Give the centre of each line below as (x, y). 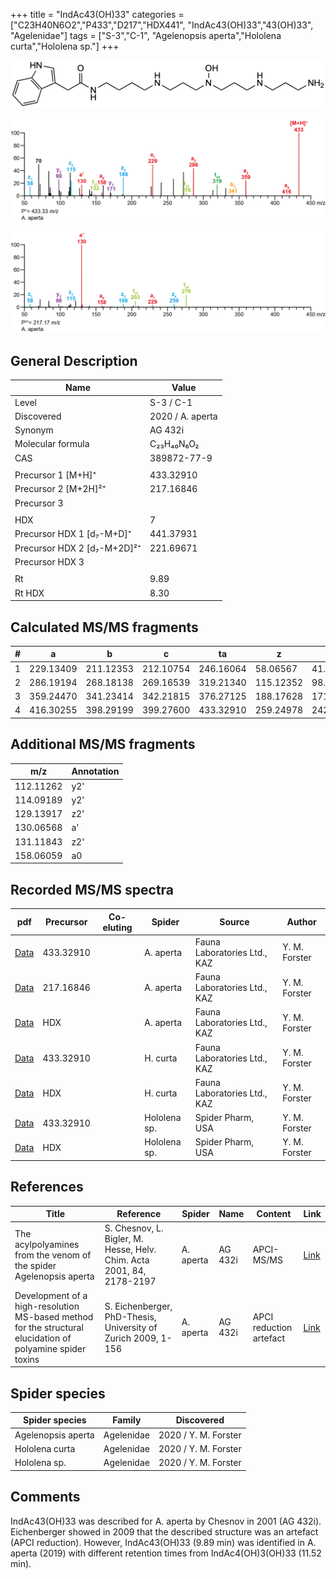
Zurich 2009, (131, 1338)
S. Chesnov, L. (134, 1228)
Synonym (34, 430)
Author (301, 922)
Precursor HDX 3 (49, 561)
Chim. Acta (127, 1260)
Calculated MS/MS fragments (104, 627)
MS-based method (54, 1316)
